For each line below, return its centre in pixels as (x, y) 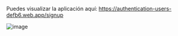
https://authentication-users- (135, 9)
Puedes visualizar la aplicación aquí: (52, 9)
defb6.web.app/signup (35, 15)
